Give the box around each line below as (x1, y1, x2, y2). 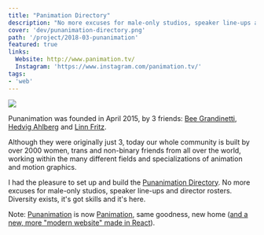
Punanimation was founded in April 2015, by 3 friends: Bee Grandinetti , (8, 113, 237, 123)
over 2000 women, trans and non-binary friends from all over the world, (8, 145, 241, 155)
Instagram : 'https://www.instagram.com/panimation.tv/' (15, 63, 202, 71)
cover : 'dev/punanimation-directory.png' (8, 26, 146, 34)
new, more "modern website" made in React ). (8, 218, 156, 227)
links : (8, 48, 30, 56)
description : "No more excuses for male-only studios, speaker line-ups (8, 19, 251, 27)
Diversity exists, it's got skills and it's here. (8, 194, 146, 204)
